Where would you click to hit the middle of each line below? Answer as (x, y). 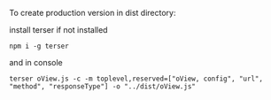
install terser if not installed (58, 30)
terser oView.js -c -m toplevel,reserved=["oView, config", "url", (136, 79)
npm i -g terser (39, 46)
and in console (36, 62)
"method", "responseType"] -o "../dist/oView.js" (103, 87)
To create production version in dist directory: (93, 13)
